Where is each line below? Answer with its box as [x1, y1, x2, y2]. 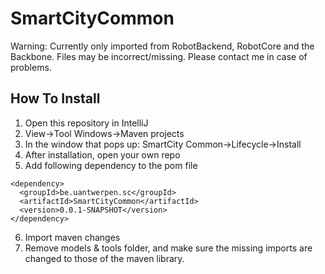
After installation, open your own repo [24, 148, 181, 161]
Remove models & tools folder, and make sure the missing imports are [24, 242, 313, 254]
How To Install [10, 90, 101, 107]
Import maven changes [24, 231, 121, 243]
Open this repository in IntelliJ [24, 117, 149, 129]
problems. [10, 61, 52, 73]
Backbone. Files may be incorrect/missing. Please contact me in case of [10, 50, 308, 62]
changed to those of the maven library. [24, 252, 185, 264]
